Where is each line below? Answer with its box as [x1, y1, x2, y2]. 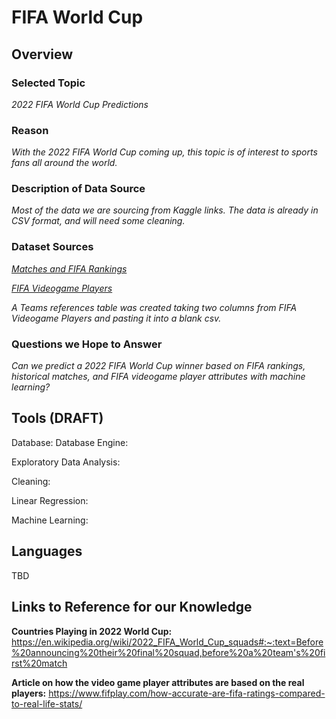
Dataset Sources [11, 240, 94, 254]
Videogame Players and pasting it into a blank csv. [11, 312, 222, 324]
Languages [11, 543, 83, 560]
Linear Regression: [11, 494, 89, 506]
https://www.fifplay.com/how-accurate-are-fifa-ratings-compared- [48, 687, 326, 699]
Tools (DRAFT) [11, 410, 104, 427]
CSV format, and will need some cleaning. [11, 215, 186, 227]
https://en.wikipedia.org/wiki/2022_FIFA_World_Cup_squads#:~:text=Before [11, 636, 324, 648]
